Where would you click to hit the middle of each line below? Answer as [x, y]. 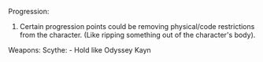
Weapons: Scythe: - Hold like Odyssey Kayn [80, 50]
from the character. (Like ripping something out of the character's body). [137, 35]
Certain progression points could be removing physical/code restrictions [137, 26]
